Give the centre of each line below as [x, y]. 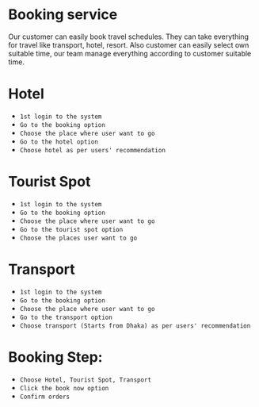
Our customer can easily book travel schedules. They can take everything [129, 36]
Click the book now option [64, 388]
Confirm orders [45, 397]
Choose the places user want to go [78, 238]
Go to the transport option [66, 317]
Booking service [63, 15]
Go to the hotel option [59, 142]
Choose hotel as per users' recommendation [93, 150]
